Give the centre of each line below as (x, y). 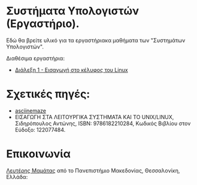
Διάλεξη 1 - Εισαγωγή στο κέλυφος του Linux (71, 69)
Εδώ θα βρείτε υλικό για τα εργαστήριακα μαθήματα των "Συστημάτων (96, 40)
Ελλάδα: (17, 177)
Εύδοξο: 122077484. (40, 129)
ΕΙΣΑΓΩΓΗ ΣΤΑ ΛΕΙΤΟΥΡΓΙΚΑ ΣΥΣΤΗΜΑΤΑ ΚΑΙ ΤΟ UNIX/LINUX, (94, 117)
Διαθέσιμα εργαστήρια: (35, 58)
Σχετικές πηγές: (48, 94)
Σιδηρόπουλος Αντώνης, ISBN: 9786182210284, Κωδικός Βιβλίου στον (103, 123)
